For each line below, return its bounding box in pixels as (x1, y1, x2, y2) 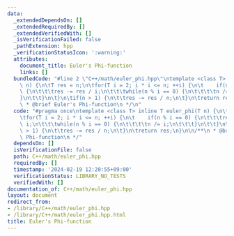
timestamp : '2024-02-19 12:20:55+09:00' (13, 165, 132, 173)
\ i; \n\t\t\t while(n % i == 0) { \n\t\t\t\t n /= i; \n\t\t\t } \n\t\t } (19, 120, 219, 128)
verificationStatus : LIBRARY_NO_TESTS (13, 172, 127, 179)
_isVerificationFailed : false (13, 36, 101, 43)
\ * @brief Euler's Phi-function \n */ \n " (19, 101, 141, 108)
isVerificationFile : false (13, 147, 92, 154)
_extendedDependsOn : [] (13, 17, 82, 24)
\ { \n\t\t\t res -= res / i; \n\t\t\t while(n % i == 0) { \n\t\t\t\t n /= (19, 88, 229, 95)
